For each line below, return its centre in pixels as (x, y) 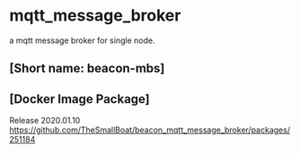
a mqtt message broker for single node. (82, 40)
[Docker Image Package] (79, 99)
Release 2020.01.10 (45, 121)
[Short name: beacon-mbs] (87, 68)
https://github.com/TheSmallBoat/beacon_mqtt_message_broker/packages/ (150, 130)
